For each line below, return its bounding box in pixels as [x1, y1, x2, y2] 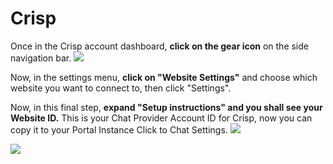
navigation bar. [10, 52, 72, 64]
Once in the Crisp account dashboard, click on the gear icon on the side [10, 40, 309, 52]
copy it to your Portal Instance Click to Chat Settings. [10, 123, 228, 136]
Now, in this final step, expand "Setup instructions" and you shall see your [10, 101, 323, 113]
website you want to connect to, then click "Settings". [10, 82, 232, 94]
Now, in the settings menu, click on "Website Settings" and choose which [10, 71, 318, 83]
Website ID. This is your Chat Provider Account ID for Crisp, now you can [10, 112, 313, 124]
